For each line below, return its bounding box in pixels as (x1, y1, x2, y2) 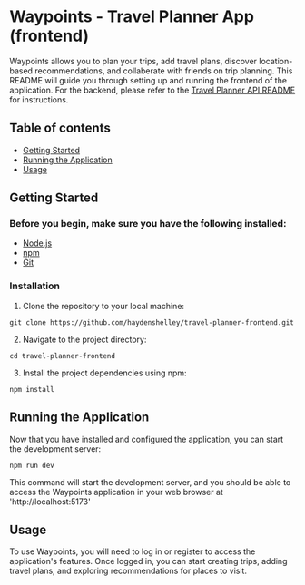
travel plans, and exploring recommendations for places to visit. (9, 565, 248, 577)
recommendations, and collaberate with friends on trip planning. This (34, 65, 293, 76)
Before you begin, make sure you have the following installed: (9, 218, 287, 230)
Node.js (22, 238, 53, 249)
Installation (9, 279, 61, 292)
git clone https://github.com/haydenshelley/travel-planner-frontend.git (9, 317, 295, 327)
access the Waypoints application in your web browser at (9, 486, 224, 497)
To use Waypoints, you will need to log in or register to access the (9, 546, 256, 557)
